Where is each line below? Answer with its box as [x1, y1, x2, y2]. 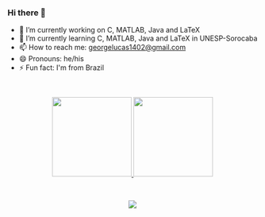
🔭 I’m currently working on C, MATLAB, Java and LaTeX [18, 25, 200, 35]
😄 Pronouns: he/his [18, 54, 84, 64]
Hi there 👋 [7, 7, 47, 18]
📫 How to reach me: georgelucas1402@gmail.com [18, 43, 186, 52]
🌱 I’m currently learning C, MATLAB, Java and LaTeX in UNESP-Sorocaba [18, 33, 258, 43]
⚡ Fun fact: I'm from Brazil [18, 63, 105, 72]
